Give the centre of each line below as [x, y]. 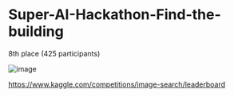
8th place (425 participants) [54, 53]
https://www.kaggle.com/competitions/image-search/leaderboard [117, 84]
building [36, 31]
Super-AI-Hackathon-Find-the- [115, 15]
